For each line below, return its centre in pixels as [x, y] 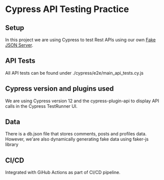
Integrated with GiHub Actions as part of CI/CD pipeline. [63, 172]
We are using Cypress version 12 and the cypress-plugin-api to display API [82, 101]
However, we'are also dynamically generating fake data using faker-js [77, 139]
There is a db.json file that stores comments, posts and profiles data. [76, 134]
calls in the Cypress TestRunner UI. [41, 106]
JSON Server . [19, 45]
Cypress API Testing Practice [67, 9]
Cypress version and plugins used [59, 89]
